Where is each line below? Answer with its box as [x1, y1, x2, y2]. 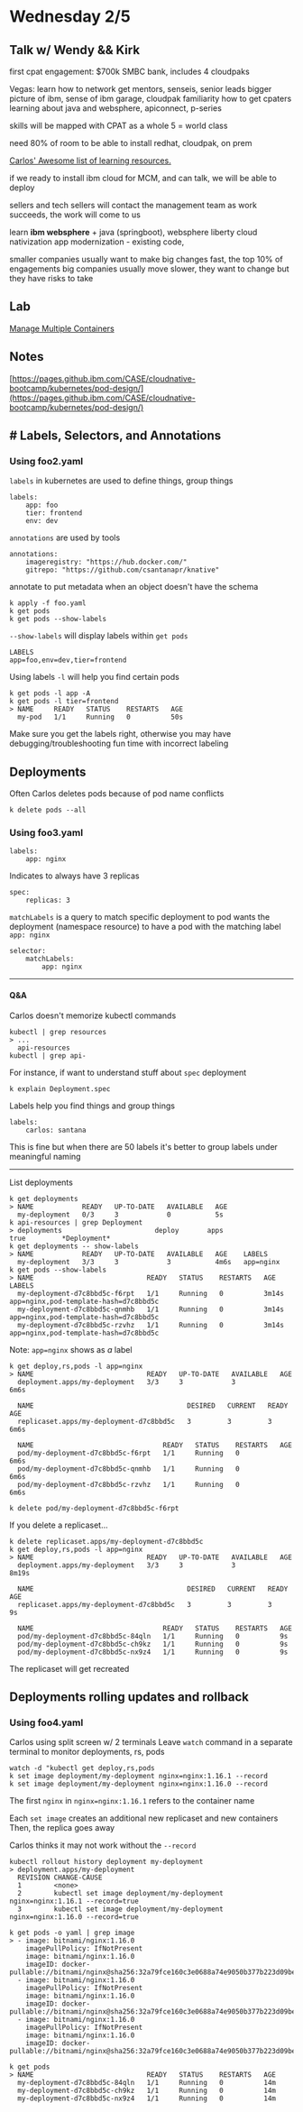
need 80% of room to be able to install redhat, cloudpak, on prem [9, 138, 252, 148]
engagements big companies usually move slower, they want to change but [9, 263, 290, 274]
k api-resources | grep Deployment [9, 1217, 143, 1227]
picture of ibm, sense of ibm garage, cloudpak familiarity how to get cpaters [9, 93, 292, 104]
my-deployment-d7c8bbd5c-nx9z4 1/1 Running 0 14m [17, 2094, 277, 2103]
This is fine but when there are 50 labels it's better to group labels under [9, 1141, 278, 1152]
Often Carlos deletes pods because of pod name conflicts [9, 788, 225, 799]
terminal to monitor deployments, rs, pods [9, 1747, 165, 1758]
